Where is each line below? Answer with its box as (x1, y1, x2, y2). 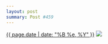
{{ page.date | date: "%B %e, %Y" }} (6, 31, 95, 38)
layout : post (6, 8, 38, 15)
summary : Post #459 (6, 14, 54, 20)
